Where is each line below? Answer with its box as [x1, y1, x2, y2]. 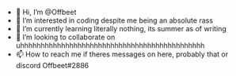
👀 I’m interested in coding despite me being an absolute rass [15, 16, 214, 25]
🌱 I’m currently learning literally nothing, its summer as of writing [15, 24, 227, 33]
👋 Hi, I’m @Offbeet [15, 8, 77, 16]
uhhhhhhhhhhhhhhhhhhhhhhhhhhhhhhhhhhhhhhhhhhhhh [15, 41, 205, 50]
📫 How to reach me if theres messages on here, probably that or [15, 49, 229, 59]
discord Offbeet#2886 [15, 61, 89, 70]
